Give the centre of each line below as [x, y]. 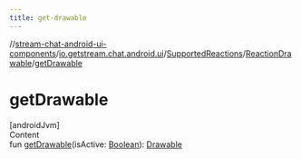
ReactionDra [268, 53]
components [33, 53]
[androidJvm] [35, 124]
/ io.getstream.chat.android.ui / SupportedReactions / [151, 53]
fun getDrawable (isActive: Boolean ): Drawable [96, 144]
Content [24, 134]
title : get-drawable [49, 18]
